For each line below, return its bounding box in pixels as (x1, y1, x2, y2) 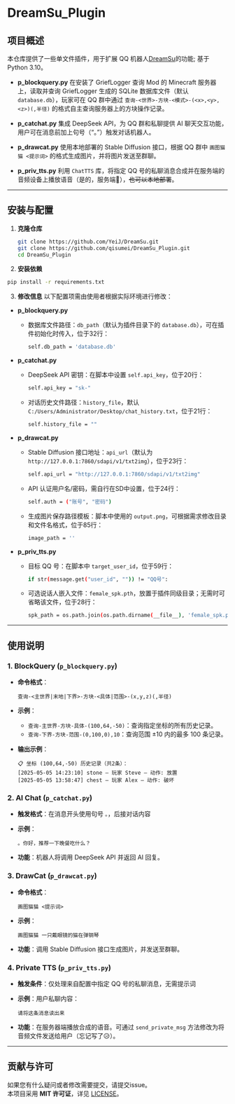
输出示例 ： (17, 745, 49, 753)
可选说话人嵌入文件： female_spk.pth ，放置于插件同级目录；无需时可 (27, 589, 225, 598)
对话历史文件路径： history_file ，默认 (27, 398, 140, 407)
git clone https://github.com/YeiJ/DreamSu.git (17, 238, 159, 245)
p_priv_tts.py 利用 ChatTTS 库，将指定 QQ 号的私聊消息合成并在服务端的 (17, 167, 225, 174)
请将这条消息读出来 (17, 1009, 65, 1016)
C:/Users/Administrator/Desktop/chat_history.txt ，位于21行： (27, 407, 213, 415)
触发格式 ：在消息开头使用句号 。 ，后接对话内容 (17, 810, 151, 818)
